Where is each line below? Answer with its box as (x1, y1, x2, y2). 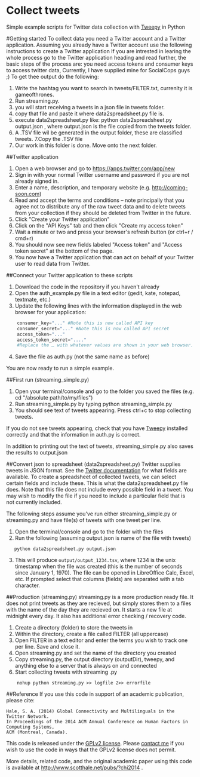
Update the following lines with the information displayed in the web (14, 302, 182, 309)
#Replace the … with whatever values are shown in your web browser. (17, 342, 194, 348)
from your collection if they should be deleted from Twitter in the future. (14, 209, 192, 216)
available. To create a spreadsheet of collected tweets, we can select (6, 473, 177, 481)
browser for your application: (14, 308, 87, 315)
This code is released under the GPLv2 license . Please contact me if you (6, 740, 184, 747)
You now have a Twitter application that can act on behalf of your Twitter (14, 253, 194, 260)
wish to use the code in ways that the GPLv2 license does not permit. (6, 746, 176, 753)
